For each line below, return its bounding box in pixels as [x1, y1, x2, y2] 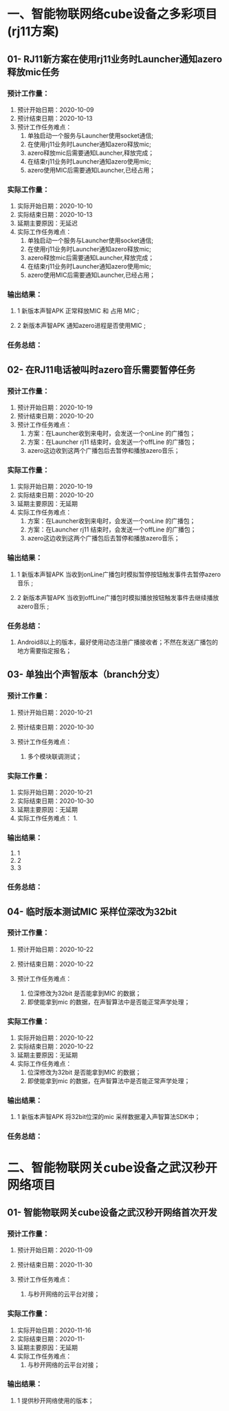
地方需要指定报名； [17, 646, 72, 654]
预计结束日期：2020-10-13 [17, 114, 93, 122]
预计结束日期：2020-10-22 [17, 960, 94, 968]
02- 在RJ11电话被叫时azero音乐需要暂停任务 [7, 364, 196, 376]
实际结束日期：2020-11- [17, 1334, 85, 1343]
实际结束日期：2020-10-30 [17, 797, 94, 805]
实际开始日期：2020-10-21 [17, 788, 93, 796]
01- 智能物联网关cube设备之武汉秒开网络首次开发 [7, 1206, 218, 1218]
